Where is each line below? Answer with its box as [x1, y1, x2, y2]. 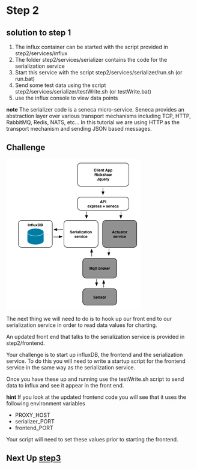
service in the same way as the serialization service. [6, 363, 136, 371]
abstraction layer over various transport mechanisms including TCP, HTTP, [6, 112, 191, 119]
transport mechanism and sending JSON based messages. [6, 125, 152, 132]
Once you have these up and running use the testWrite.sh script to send [6, 375, 184, 383]
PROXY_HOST [14, 411, 50, 419]
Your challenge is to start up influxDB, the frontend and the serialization [6, 351, 183, 358]
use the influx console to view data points [14, 94, 118, 101]
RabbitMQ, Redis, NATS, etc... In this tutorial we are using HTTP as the [6, 119, 180, 126]
